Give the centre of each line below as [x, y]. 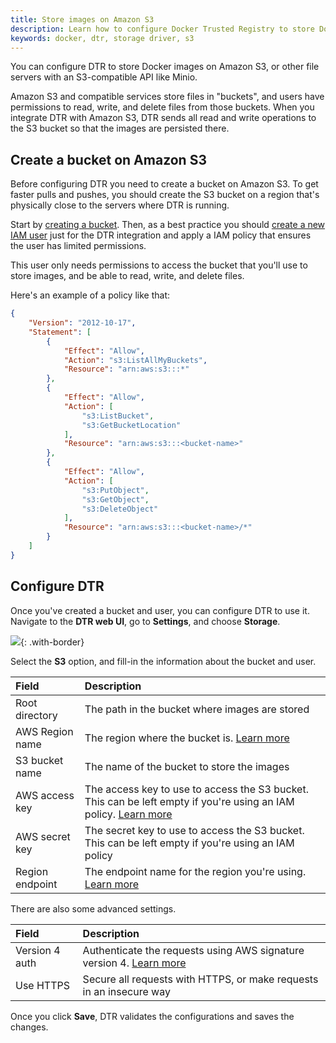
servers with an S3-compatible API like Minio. [104, 77]
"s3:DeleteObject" [120, 509]
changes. [29, 1027]
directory [36, 715]
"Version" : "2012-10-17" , [82, 323]
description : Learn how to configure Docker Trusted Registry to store [162, 29]
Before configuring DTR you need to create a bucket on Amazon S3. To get [164, 184]
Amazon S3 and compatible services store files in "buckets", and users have [167, 97]
